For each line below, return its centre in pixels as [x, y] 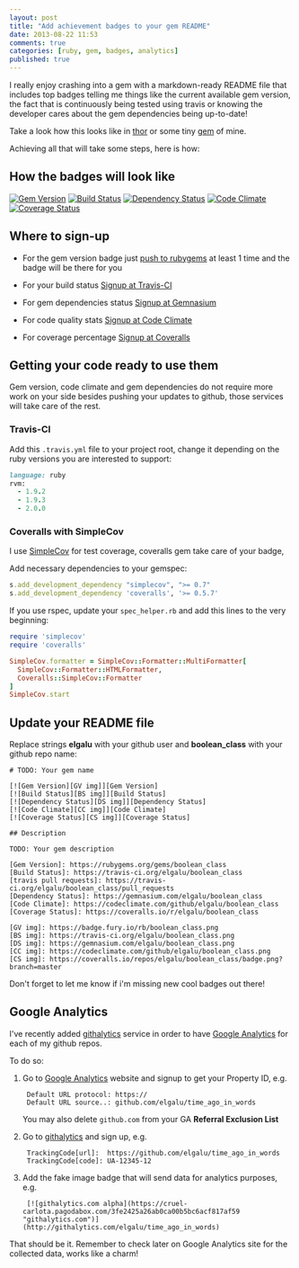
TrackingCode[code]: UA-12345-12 [89, 1161]
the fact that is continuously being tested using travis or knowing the [136, 104]
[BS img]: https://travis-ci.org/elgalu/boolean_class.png [122, 936]
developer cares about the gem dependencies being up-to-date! [129, 114]
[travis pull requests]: [56, 881]
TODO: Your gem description [62, 849]
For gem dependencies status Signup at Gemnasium [119, 302]
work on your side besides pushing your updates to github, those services [147, 397]
